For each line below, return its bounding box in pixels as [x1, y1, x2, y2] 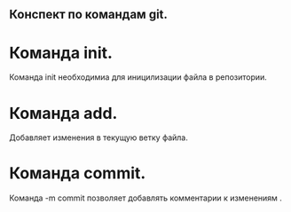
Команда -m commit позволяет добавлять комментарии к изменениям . [9, 192, 282, 203]
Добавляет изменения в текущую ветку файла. [9, 132, 188, 143]
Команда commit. [9, 163, 146, 184]
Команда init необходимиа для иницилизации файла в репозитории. [9, 72, 268, 82]
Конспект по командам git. [9, 7, 169, 22]
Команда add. [9, 103, 118, 123]
